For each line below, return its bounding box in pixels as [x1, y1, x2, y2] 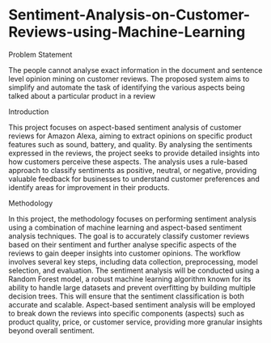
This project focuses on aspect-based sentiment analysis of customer [8, 122, 242, 132]
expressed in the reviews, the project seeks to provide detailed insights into [8, 148, 260, 158]
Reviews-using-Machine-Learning [8, 23, 246, 41]
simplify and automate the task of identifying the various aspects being [8, 83, 245, 92]
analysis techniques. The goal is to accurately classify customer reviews [8, 231, 250, 240]
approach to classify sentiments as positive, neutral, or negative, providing [8, 165, 257, 175]
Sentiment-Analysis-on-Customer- [8, 6, 251, 24]
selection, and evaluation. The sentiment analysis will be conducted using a [8, 265, 260, 275]
